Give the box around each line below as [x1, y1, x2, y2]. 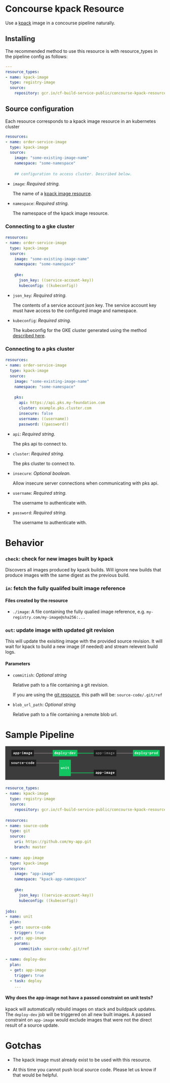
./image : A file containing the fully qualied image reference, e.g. [12, 608, 146, 615]
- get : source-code [10, 925, 51, 930]
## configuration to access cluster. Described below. [14, 171, 133, 177]
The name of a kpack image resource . [12, 190, 92, 196]
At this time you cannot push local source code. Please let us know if [12, 1066, 156, 1072]
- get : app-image [10, 968, 47, 973]
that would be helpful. [12, 1072, 58, 1078]
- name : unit [5, 914, 33, 919]
